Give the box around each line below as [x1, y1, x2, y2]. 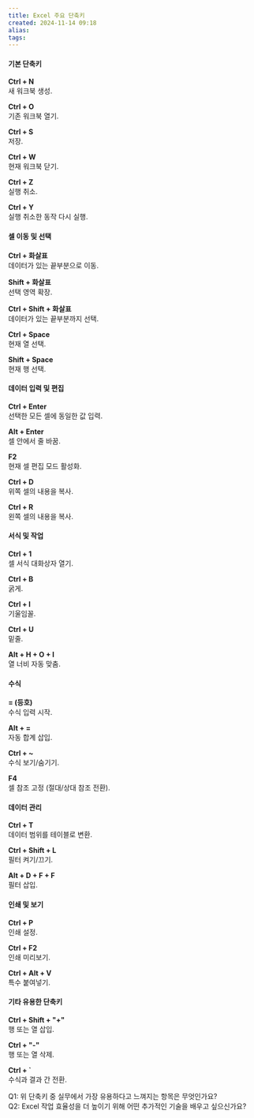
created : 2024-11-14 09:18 [8, 19, 97, 27]
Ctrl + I [8, 600, 32, 609]
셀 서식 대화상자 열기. [8, 559, 73, 568]
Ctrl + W [8, 152, 36, 162]
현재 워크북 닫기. [8, 162, 59, 171]
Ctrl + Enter [8, 402, 47, 411]
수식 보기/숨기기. [8, 758, 60, 768]
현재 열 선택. [8, 338, 47, 348]
